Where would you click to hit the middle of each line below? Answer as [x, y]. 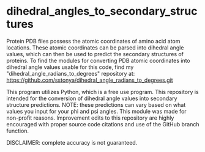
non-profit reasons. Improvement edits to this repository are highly [90, 118]
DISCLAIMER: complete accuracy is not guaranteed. [72, 142]
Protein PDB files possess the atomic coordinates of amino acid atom [93, 41]
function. [18, 131]
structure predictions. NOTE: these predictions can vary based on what [96, 104]
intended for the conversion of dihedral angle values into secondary [92, 98]
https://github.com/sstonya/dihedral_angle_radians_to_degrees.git [90, 80]
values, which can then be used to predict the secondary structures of [95, 54]
